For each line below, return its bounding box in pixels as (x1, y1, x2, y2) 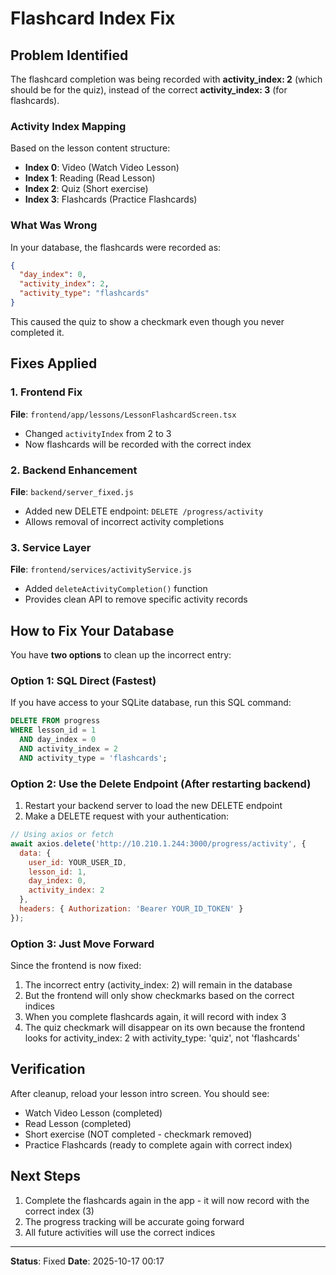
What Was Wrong (10, 218, 98, 232)
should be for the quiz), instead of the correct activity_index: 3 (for (10, 84, 288, 96)
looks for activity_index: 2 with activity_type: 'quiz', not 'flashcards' (24, 1032, 300, 1044)
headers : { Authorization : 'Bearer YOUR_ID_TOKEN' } (19, 904, 244, 914)
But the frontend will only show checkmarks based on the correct (24, 990, 295, 1002)
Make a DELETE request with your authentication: (24, 810, 230, 822)
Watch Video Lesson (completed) (24, 1107, 163, 1119)
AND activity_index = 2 (19, 743, 118, 754)
